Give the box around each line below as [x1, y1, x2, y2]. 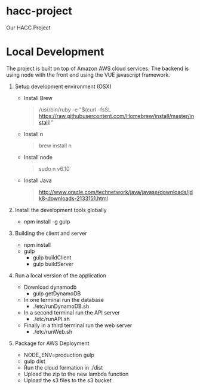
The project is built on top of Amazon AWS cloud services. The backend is [6, 65, 189, 72]
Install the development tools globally [14, 206, 107, 213]
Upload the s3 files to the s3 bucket [23, 376, 112, 384]
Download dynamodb [23, 283, 77, 291]
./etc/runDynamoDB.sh [32, 303, 90, 310]
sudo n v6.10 [38, 165, 70, 172]
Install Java [23, 177, 52, 184]
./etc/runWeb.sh [32, 328, 73, 335]
